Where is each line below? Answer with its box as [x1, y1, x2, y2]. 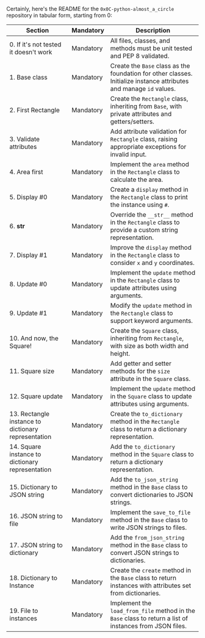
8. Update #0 [9, 280, 48, 288]
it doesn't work [9, 48, 52, 56]
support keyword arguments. [110, 317, 193, 325]
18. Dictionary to [9, 574, 58, 582]
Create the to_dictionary [110, 410, 183, 418]
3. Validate [9, 135, 40, 143]
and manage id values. [110, 85, 176, 93]
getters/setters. [110, 117, 154, 126]
